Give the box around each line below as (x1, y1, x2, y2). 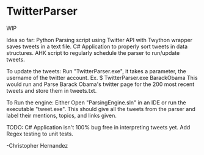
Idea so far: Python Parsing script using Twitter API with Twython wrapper (6, 36, 193, 43)
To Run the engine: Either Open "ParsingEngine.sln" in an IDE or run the (6, 99, 186, 106)
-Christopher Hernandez (6, 142, 68, 149)
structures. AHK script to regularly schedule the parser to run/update (6, 49, 180, 56)
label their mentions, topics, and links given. (6, 112, 117, 119)
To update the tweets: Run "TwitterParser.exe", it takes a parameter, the (6, 67, 186, 74)
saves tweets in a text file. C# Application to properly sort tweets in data (6, 43, 188, 50)
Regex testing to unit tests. (6, 130, 73, 137)
